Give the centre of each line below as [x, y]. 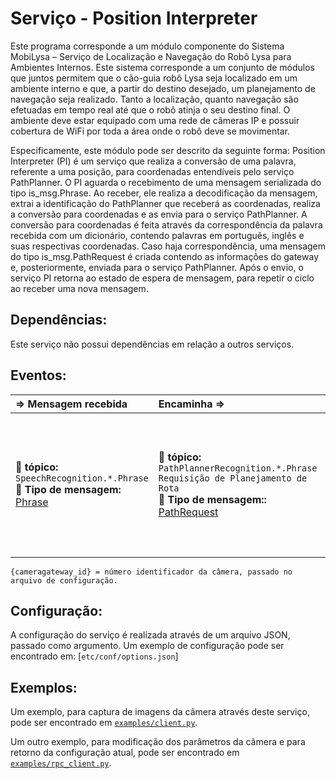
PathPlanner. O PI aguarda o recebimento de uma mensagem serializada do [166, 182]
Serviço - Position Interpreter [134, 18]
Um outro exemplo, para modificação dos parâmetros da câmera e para [158, 742]
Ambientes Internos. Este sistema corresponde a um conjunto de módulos [162, 67]
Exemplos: [44, 687]
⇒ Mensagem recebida [71, 404]
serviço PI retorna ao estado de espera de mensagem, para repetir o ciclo [162, 278]
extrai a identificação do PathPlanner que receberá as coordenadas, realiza [165, 203]
